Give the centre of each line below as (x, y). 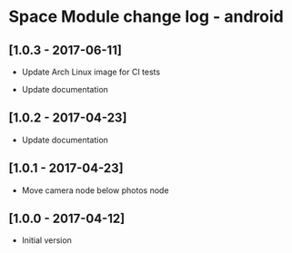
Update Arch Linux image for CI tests (91, 72)
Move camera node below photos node (95, 190)
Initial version (46, 240)
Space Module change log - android (146, 17)
